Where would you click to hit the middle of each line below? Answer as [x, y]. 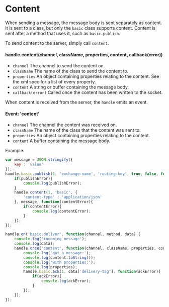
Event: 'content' [22, 114]
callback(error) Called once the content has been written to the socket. [88, 92]
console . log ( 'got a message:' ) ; [57, 253]
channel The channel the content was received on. [65, 125]
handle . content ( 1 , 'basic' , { [46, 192]
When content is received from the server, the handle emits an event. [77, 102]
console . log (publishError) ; [53, 183]
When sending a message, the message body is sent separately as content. [84, 23]
